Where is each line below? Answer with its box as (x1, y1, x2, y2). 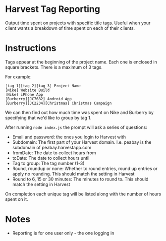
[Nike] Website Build (5, 88, 50, 93)
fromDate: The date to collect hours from (12, 150, 96, 156)
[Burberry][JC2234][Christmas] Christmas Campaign (5, 101, 112, 106)
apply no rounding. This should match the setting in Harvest (12, 171, 135, 177)
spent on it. (5, 196, 28, 202)
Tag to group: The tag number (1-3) (12, 160, 85, 166)
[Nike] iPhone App (5, 92, 43, 97)
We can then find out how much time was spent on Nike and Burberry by (5, 109, 154, 115)
